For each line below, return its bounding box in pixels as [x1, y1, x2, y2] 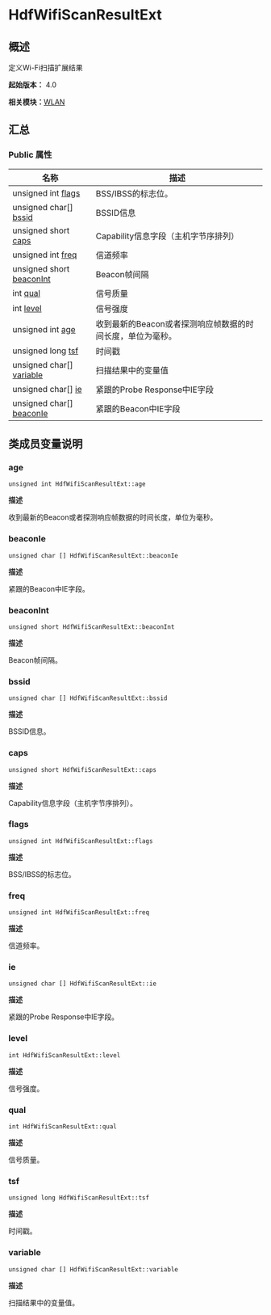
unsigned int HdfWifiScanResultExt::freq [8, 908, 150, 917]
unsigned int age [12, 323, 76, 335]
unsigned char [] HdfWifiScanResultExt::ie [8, 980, 157, 988]
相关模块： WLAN [8, 97, 65, 107]
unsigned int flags [12, 188, 81, 199]
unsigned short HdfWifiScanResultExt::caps [8, 765, 157, 773]
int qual [12, 287, 40, 298]
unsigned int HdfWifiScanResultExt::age [8, 480, 147, 488]
